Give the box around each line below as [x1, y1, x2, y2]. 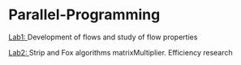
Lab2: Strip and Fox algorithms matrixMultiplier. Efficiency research [8, 47, 233, 57]
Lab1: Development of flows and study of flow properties [8, 32, 198, 42]
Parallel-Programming [8, 6, 161, 24]
